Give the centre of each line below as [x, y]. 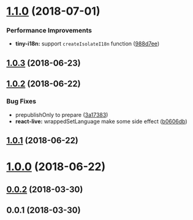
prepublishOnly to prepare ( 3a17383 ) [62, 115]
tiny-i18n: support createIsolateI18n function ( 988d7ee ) [87, 44]
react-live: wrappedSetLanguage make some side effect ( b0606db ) [101, 121]
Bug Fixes [21, 101]
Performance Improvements [49, 31]
